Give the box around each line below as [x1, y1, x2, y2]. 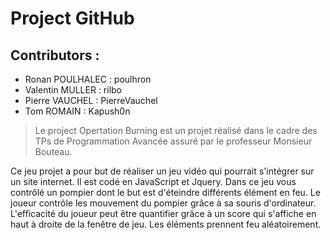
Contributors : [10, 47, 100, 64]
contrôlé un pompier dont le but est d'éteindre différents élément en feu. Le [10, 187, 321, 198]
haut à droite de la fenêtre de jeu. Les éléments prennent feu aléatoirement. [10, 218, 322, 230]
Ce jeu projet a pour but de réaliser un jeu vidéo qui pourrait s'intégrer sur [10, 165, 315, 177]
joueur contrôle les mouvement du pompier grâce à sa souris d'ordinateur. [10, 197, 317, 209]
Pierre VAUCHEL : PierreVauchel [24, 95, 158, 106]
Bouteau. [34, 146, 73, 157]
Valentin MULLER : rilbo [24, 84, 122, 96]
